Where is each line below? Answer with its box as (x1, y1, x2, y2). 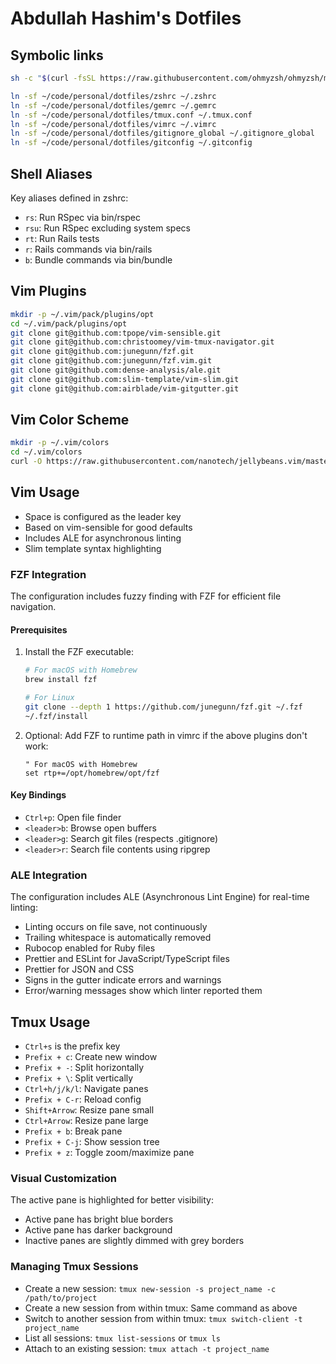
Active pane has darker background (24, 1224, 173, 1236)
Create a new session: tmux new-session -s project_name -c (24, 1282, 277, 1294)
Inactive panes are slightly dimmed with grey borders (24, 1235, 245, 1247)
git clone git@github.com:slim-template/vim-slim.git (10, 374, 240, 384)
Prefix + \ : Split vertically (24, 1072, 134, 1084)
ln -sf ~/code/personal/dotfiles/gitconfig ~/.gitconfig (10, 138, 253, 148)
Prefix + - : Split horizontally (24, 1062, 145, 1074)
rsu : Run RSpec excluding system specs (24, 222, 191, 234)
